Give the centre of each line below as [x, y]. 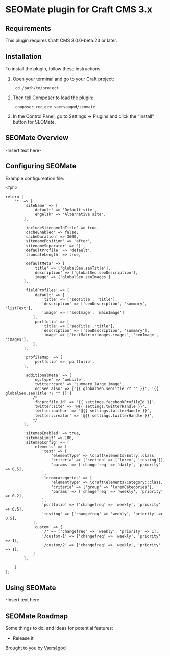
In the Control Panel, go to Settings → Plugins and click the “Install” [83, 116]
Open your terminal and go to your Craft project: [63, 79]
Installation [23, 56]
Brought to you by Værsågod [36, 648]
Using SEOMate [31, 587]
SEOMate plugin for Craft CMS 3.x [79, 9]
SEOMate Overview [37, 138]
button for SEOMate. [34, 122]
